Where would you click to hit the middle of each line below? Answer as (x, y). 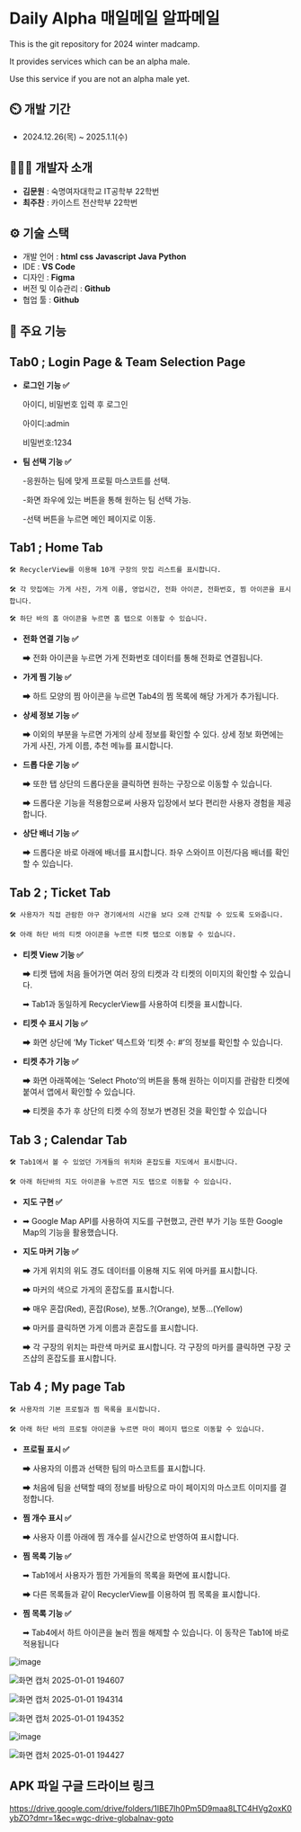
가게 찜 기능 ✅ (47, 677)
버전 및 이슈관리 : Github (66, 289)
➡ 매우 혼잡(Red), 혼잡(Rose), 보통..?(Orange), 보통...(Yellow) (133, 1309)
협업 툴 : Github (51, 300)
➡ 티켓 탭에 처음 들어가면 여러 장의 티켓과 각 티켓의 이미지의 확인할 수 (145, 974)
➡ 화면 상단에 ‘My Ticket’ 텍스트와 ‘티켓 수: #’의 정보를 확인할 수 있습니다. (152, 1042)
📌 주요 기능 (38, 331)
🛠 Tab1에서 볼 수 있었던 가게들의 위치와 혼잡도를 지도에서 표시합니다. (124, 1162)
